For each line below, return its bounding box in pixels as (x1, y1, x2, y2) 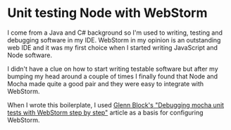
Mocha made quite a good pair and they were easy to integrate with (7, 79, 204, 88)
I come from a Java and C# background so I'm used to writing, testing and (7, 28, 223, 37)
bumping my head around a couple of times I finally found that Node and (7, 72, 218, 81)
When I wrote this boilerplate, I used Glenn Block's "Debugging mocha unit (7, 100, 224, 109)
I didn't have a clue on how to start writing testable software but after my (7, 64, 218, 73)
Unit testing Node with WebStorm (7, 5, 208, 21)
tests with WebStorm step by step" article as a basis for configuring (7, 108, 204, 117)
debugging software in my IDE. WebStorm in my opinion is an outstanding (7, 35, 221, 44)
